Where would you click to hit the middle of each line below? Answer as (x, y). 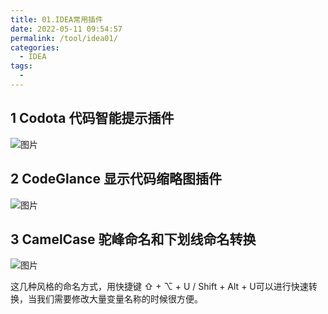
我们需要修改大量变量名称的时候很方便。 (119, 299)
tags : (21, 66)
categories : (35, 47)
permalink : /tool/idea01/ (64, 38)
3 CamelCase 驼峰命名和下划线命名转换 (133, 239)
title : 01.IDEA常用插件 (56, 19)
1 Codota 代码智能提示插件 (92, 118)
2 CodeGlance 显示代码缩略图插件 (116, 179)
